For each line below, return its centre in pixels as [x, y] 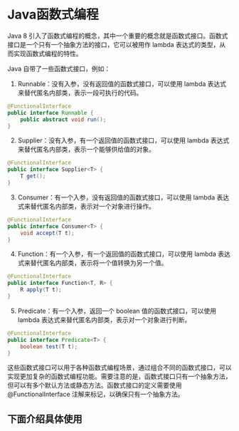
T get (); [33, 176]
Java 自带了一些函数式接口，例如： [59, 68]
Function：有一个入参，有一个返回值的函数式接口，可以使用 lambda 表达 [124, 254]
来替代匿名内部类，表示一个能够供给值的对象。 [86, 150]
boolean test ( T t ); [49, 346]
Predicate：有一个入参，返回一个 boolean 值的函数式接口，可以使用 [117, 311]
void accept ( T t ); [47, 233]
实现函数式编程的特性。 [48, 53]
